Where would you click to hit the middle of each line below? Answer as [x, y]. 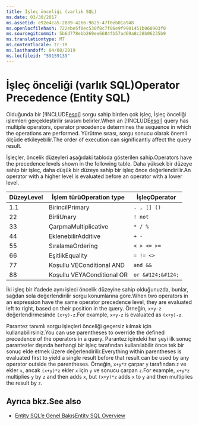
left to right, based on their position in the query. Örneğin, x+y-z [84, 308]
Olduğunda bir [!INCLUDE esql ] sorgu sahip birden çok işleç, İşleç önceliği [96, 114]
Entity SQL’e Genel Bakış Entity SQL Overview [70, 416]
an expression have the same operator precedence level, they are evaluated [99, 302]
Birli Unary [62, 217]
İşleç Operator [156, 197]
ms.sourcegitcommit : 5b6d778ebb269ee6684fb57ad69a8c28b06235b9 [86, 34]
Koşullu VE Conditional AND [86, 265]
